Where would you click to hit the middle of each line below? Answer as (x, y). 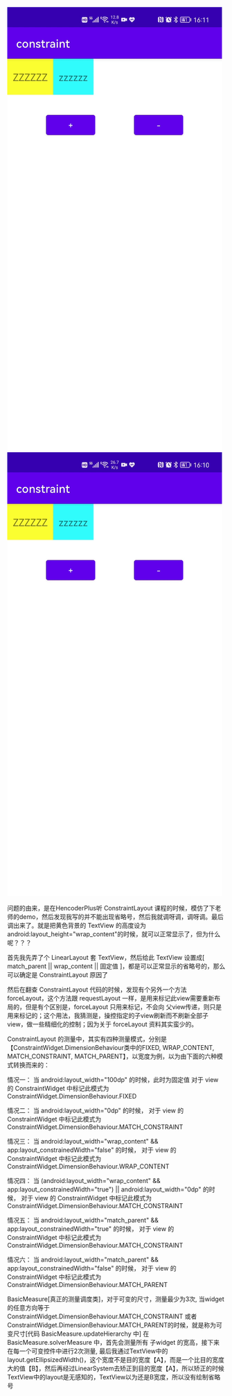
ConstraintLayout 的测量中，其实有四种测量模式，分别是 (87, 1039)
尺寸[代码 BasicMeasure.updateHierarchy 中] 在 (81, 1334)
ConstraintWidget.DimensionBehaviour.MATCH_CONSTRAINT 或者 (102, 1316)
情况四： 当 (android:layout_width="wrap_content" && (84, 1181)
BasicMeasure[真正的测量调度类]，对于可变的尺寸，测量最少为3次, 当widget (116, 1299)
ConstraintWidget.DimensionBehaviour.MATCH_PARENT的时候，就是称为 (112, 1325)
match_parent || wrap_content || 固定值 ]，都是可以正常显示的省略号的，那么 (116, 966)
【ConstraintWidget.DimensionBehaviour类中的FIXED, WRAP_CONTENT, (111, 1048)
